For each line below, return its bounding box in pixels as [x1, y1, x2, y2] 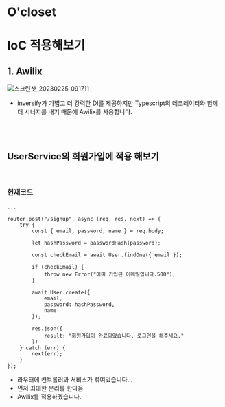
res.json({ [32, 325, 63, 332]
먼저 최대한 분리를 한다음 [16, 384, 84, 393]
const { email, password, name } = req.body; [32, 228, 165, 234]
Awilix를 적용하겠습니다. [16, 393, 82, 401]
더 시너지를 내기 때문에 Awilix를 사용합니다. [16, 108, 132, 116]
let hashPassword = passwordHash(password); [32, 240, 161, 247]
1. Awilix [7, 65, 43, 77]
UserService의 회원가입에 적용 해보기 [7, 151, 159, 162]
